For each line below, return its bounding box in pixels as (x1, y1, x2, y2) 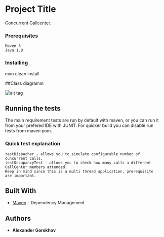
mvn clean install (5, 70, 40, 76)
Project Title (5, 3, 56, 15)
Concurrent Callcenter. (5, 20, 51, 26)
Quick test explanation (5, 140, 61, 147)
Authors (5, 214, 31, 223)
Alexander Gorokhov (12, 227, 56, 234)
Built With (5, 187, 36, 195)
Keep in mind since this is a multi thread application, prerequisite (5, 169, 154, 174)
